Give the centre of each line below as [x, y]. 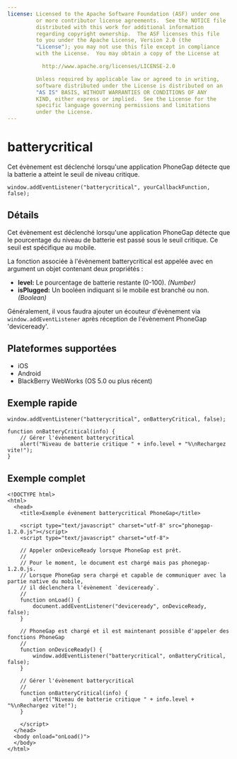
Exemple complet [47, 478]
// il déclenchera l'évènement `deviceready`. [90, 588]
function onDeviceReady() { [61, 650]
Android [29, 373]
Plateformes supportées [62, 349]
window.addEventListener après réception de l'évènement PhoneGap [107, 318]
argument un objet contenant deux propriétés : [75, 268]
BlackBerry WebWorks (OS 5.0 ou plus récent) [85, 381]
